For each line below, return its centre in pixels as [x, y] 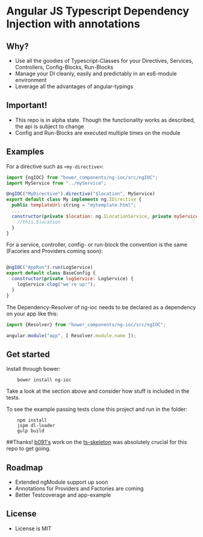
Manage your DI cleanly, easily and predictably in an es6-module [96, 73]
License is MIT [33, 528]
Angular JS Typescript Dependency [98, 11]
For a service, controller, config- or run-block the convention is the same [97, 245]
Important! [27, 105]
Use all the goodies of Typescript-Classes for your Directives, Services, [104, 61]
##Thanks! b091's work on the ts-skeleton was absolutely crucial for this [97, 442]
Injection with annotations [73, 24]
